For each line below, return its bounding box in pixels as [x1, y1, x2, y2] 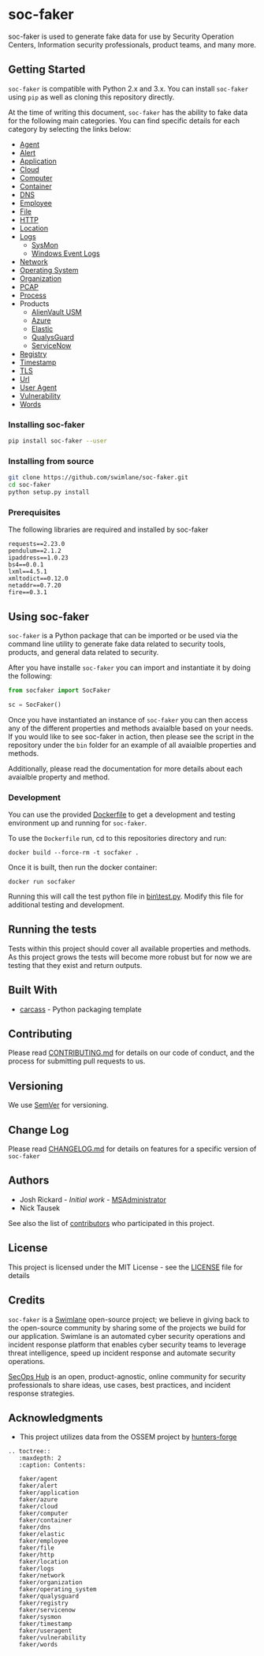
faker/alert [18, 1482, 58, 1490]
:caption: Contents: [18, 1461, 87, 1469]
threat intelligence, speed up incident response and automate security [8, 1348, 236, 1358]
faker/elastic [18, 1531, 65, 1538]
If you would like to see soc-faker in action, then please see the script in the [8, 731, 255, 741]
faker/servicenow [18, 1606, 76, 1614]
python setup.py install [8, 488, 90, 496]
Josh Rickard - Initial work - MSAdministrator [19, 1194, 167, 1204]
